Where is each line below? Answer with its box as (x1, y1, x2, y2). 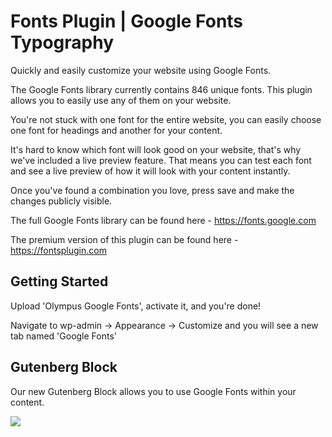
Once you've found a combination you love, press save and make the (10, 184, 295, 196)
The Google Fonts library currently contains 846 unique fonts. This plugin (10, 83, 313, 95)
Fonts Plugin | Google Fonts (10, 10, 244, 33)
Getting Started (10, 273, 109, 290)
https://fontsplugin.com (10, 244, 107, 256)
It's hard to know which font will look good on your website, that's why (10, 143, 302, 155)
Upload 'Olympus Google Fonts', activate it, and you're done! (10, 300, 262, 312)
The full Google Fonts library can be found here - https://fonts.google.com (10, 214, 317, 226)
